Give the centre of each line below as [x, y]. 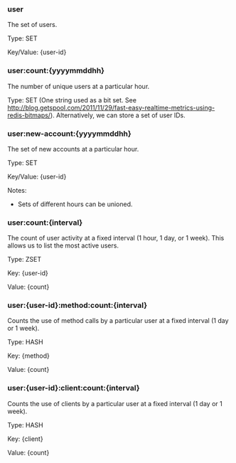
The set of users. [32, 25]
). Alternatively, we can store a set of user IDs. [118, 115]
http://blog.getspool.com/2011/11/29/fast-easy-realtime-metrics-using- [111, 107]
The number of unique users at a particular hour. [79, 86]
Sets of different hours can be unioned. [75, 204]
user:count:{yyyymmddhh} [56, 70]
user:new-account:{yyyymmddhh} [69, 134]
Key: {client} [26, 439]
